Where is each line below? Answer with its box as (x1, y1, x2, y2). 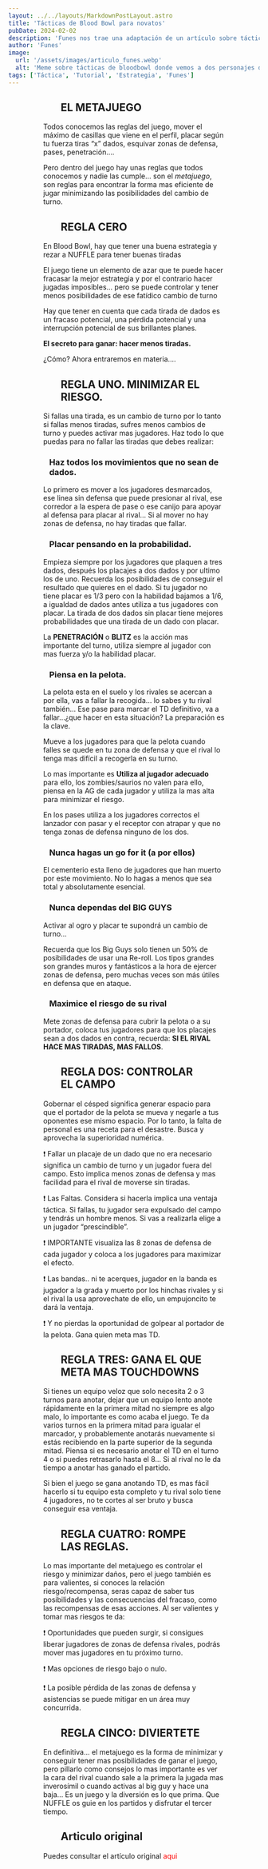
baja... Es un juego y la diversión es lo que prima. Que (43, 1790, 219, 1799)
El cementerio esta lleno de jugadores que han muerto (43, 865, 222, 875)
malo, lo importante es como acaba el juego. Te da (43, 1412, 210, 1422)
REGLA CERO (61, 220, 128, 234)
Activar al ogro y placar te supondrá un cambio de (43, 921, 208, 930)
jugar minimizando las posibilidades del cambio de (43, 189, 209, 198)
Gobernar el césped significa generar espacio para (43, 1099, 211, 1108)
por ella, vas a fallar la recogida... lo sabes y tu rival (43, 695, 212, 705)
